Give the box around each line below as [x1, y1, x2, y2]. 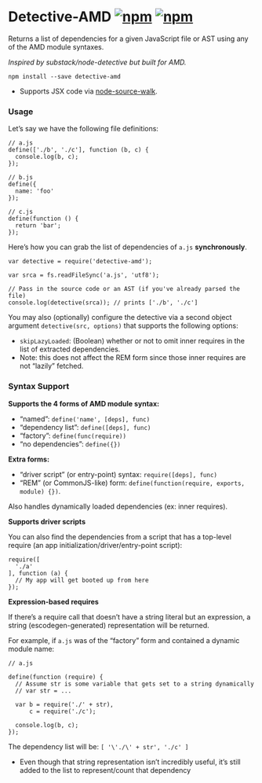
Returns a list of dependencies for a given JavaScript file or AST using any [8, 34, 249, 43]
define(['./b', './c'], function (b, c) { [8, 146, 149, 154]
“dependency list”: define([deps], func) [19, 422, 151, 432]
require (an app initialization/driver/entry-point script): [8, 540, 183, 550]
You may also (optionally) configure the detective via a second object [8, 313, 232, 322]
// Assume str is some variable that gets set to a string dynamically [15, 680, 255, 688]
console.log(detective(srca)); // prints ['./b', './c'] [8, 299, 198, 307]
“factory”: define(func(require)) [19, 431, 127, 440]
